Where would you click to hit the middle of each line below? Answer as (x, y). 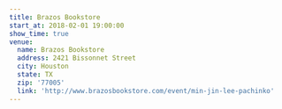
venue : (21, 42)
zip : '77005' (41, 83)
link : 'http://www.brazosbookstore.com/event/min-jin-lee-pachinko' (146, 91)
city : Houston (43, 67)
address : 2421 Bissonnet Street (77, 58)
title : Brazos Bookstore (55, 17)
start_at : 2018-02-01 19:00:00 (67, 25)
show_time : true (39, 33)
